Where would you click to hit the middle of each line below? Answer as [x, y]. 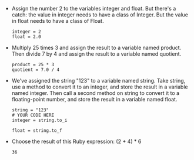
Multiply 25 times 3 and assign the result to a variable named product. [96, 47]
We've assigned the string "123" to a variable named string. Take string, [98, 81]
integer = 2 [26, 32]
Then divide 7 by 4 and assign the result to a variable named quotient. [96, 54]
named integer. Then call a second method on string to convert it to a [96, 93]
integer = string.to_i [39, 120]
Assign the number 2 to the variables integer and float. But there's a [94, 8]
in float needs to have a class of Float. [58, 21]
